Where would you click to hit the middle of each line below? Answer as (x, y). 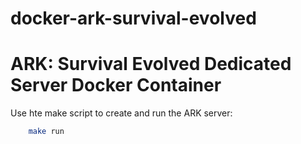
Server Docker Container (116, 85)
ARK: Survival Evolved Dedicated (151, 64)
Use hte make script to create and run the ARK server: (121, 113)
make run (46, 132)
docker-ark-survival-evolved (133, 18)
